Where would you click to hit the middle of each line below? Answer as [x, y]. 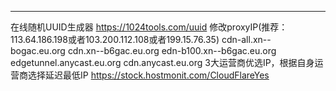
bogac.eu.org [38, 50]
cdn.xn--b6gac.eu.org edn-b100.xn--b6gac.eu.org [172, 50]
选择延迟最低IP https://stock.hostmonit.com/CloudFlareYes [148, 75]
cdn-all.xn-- [246, 39]
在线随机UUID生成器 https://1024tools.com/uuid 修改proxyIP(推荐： [149, 27]
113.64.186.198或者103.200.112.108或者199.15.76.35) [115, 39]
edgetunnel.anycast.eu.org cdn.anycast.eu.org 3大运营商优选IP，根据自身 [162, 62]
